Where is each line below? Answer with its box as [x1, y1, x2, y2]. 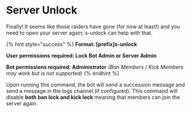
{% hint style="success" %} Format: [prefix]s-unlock [6, 41, 138, 48]
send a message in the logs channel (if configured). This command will [6, 87, 178, 94]
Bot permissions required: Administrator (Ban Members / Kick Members [6, 63, 184, 71]
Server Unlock [6, 4, 78, 17]
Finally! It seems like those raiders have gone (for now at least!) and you [6, 23, 180, 30]
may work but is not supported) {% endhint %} [6, 69, 120, 77]
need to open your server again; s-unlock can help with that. [6, 29, 153, 36]
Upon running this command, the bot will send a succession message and [6, 81, 185, 88]
